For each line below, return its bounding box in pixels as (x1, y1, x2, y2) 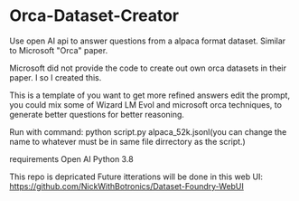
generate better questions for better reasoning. (9, 109, 185, 120)
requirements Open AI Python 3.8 (9, 153, 134, 164)
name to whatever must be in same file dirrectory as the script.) (9, 136, 246, 147)
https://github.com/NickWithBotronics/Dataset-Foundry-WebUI (9, 180, 244, 191)
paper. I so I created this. (9, 72, 102, 82)
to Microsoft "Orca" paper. (9, 44, 108, 55)
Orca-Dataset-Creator (9, 5, 179, 26)
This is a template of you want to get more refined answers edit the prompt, (9, 90, 291, 100)
